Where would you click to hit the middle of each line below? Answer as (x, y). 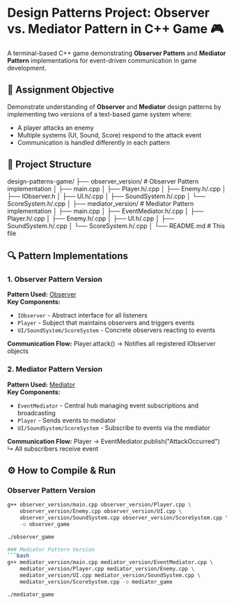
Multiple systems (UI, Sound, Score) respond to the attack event (109, 135)
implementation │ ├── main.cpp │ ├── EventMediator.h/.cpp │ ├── (106, 211)
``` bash (18, 556)
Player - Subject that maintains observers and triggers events (106, 323)
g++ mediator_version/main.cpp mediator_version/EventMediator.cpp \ (110, 562)
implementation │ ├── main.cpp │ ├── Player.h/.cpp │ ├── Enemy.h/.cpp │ (117, 188)
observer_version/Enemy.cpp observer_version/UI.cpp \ (101, 511)
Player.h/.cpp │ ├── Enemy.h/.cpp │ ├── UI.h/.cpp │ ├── (91, 218)
